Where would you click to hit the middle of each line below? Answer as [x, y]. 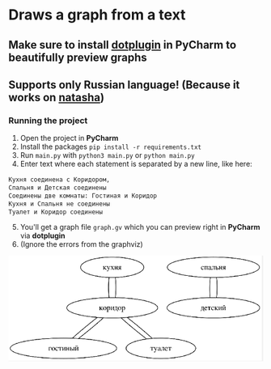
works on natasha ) [57, 98]
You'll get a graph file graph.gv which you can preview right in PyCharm [140, 227]
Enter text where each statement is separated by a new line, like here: [136, 164]
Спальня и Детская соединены [57, 188]
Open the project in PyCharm [69, 138]
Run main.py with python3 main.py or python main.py [108, 155]
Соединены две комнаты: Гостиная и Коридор [83, 196]
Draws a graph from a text [97, 15]
